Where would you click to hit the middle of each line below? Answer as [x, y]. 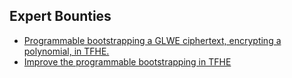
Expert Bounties [60, 16]
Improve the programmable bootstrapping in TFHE [127, 61]
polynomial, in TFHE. [66, 51]
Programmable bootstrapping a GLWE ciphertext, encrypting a [152, 40]
